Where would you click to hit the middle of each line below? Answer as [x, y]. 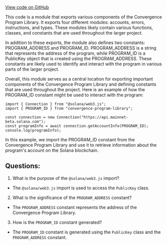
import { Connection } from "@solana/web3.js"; [56, 104]
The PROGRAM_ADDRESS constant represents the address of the [74, 207]
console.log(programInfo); [33, 130]
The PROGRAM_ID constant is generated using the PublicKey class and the [86, 232]
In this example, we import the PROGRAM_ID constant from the [70, 140]
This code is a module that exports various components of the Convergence [84, 17]
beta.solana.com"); [25, 122]
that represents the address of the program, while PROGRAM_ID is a [75, 53]
